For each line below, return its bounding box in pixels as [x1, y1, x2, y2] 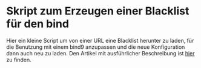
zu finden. [6, 56, 31, 63]
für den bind [6, 17, 70, 31]
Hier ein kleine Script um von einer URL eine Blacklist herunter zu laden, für [6, 37, 194, 44]
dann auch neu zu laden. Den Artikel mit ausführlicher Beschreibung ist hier [6, 49, 195, 57]
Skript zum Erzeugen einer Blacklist [6, 4, 189, 18]
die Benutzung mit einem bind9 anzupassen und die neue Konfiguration [6, 43, 185, 51]
